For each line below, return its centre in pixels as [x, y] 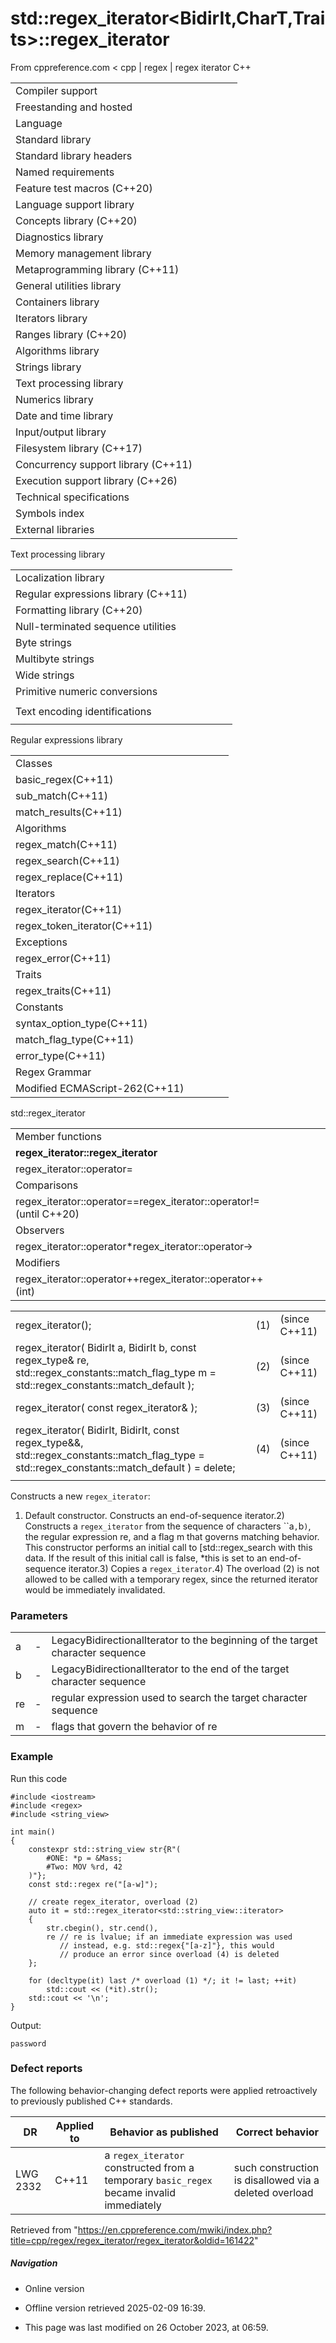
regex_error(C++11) [63, 958]
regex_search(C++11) [67, 860]
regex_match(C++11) [66, 844]
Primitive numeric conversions [86, 691]
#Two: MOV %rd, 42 [84, 1867]
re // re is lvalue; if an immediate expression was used [169, 1937]
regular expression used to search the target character [179, 1698]
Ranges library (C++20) [71, 334]
